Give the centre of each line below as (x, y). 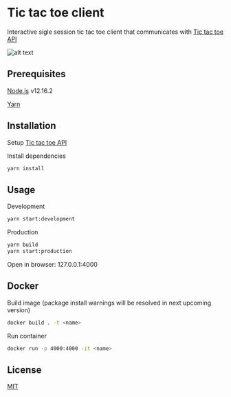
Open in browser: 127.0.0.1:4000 (53, 264)
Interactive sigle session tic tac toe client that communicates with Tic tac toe (115, 32)
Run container (27, 336)
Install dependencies (37, 156)
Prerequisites (36, 74)
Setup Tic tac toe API (37, 142)
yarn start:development (41, 219)
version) (19, 310)
